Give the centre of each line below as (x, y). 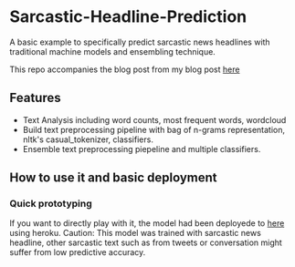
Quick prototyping (51, 204)
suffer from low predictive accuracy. (78, 252)
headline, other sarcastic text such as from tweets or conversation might (146, 242)
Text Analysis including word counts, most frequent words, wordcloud (154, 119)
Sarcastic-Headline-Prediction (128, 17)
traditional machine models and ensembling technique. (113, 51)
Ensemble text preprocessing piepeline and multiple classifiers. (142, 149)
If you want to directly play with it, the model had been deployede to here (147, 223)
